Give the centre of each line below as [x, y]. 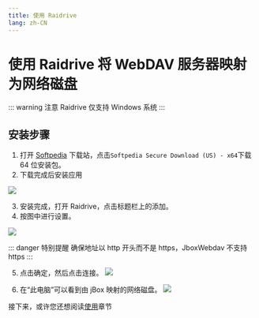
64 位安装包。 [42, 165]
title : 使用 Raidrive [43, 15]
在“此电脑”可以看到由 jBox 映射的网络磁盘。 [90, 290]
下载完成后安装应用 [51, 175]
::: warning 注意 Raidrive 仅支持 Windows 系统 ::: [87, 107]
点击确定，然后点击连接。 [61, 273]
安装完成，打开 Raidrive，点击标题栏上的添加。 [96, 207]
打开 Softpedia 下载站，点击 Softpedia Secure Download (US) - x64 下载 [135, 155]
